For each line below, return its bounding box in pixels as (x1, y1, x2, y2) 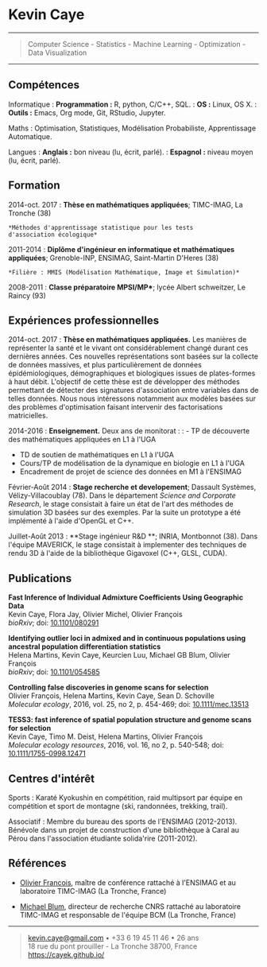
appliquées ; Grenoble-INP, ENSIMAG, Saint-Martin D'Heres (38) (8, 253, 219, 262)
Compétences (8, 78, 80, 92)
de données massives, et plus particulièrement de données (8, 360, 203, 370)
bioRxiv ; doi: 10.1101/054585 (8, 667, 101, 677)
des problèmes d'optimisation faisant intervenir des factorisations (8, 402, 223, 412)
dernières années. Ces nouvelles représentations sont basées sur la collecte (8, 351, 258, 361)
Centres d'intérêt (8, 771, 95, 785)
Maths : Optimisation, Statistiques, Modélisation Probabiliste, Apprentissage (8, 123, 257, 133)
